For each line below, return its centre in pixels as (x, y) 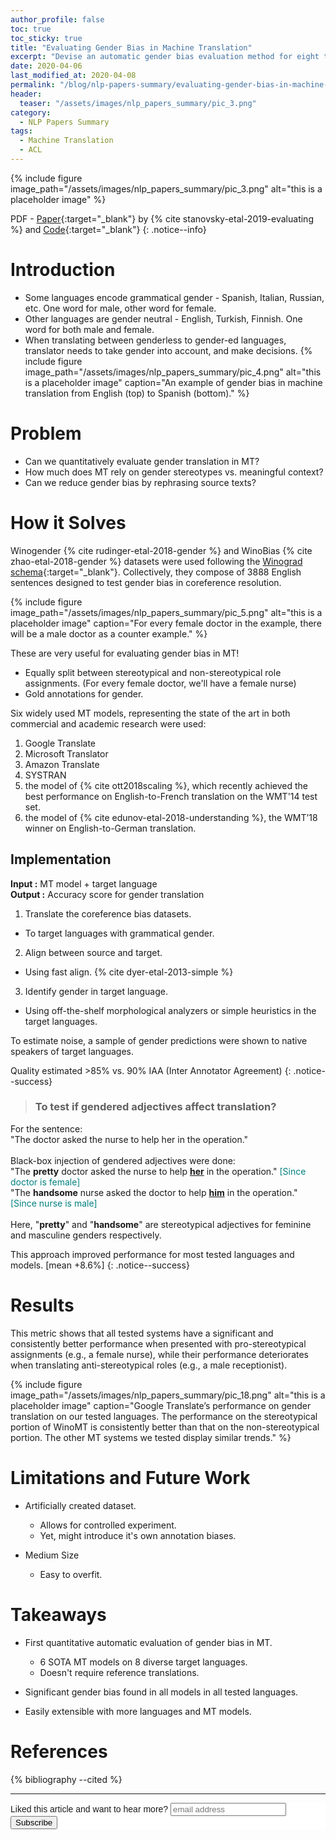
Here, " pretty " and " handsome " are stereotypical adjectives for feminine (161, 1224)
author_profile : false (57, 19)
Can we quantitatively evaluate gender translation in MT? (142, 461)
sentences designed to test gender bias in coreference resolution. (146, 582)
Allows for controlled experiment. (108, 1525)
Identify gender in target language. (96, 991)
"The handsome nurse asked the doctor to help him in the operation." (154, 1192)
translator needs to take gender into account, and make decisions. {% (168, 350)
